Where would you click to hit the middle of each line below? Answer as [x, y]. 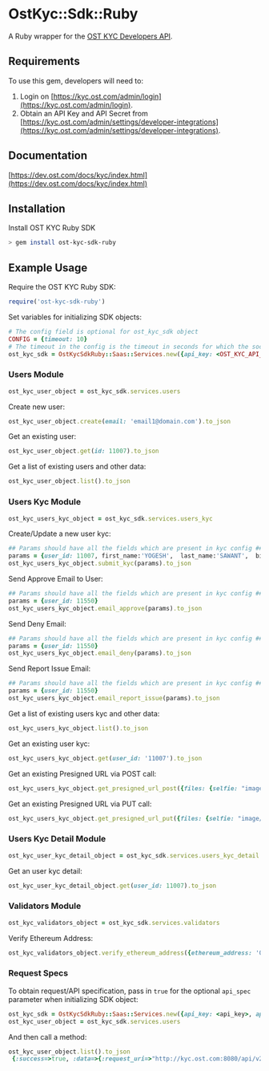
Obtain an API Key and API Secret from [84, 113]
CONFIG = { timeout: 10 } [48, 339]
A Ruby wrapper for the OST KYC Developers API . [90, 36]
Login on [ [37, 96]
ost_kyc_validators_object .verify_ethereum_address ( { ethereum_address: [130, 953]
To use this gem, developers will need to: [76, 80]
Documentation [48, 156]
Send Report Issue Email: [50, 669]
